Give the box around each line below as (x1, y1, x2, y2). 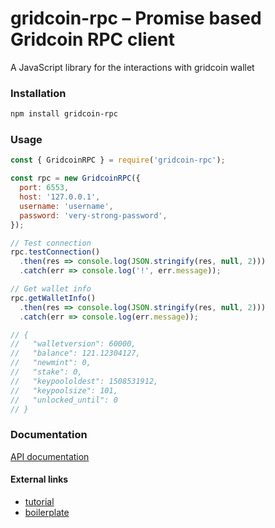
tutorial (24, 495, 55, 507)
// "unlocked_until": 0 (10, 395, 118, 405)
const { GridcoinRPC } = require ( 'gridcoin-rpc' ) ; (10, 155, 226, 166)
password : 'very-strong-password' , (19, 210, 168, 221)
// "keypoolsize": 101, (10, 385, 118, 396)
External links (10, 473, 69, 486)
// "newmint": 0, (10, 358, 92, 368)
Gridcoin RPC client (10, 28, 175, 51)
